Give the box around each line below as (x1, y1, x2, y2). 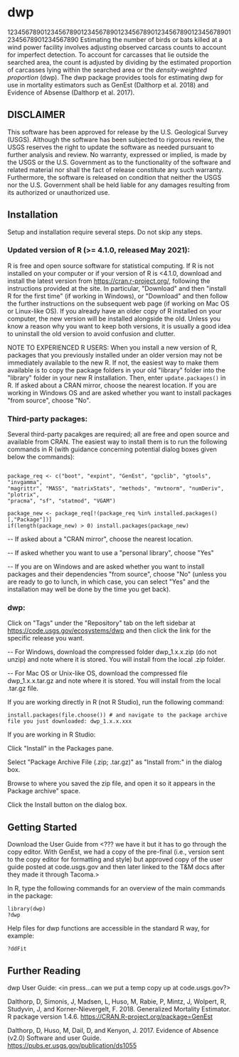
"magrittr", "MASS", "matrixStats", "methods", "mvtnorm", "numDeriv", (7, 485, 224, 493)
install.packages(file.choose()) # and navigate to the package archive (7, 712, 228, 719)
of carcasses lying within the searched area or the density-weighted (7, 65, 208, 74)
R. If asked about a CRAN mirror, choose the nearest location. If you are (7, 381, 217, 390)
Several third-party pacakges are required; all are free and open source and (7, 430, 230, 439)
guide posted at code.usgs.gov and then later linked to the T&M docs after (7, 863, 225, 871)
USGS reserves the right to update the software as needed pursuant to (7, 143, 215, 151)
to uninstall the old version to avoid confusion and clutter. (7, 329, 176, 338)
